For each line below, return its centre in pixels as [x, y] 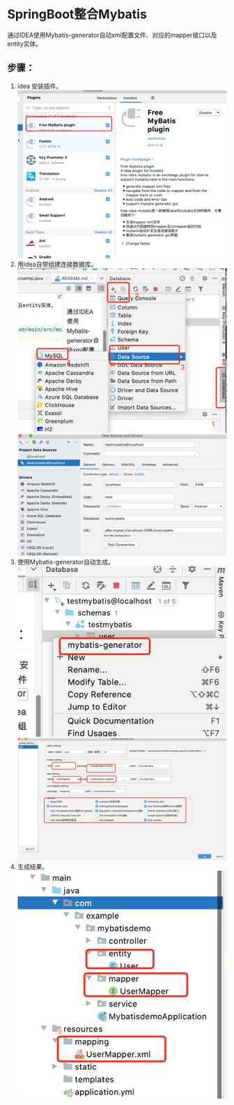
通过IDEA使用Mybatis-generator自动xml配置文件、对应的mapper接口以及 [112, 35]
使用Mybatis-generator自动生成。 [66, 562]
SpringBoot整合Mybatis [77, 14]
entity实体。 [25, 43]
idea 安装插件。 [40, 86]
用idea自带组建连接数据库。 [57, 264]
